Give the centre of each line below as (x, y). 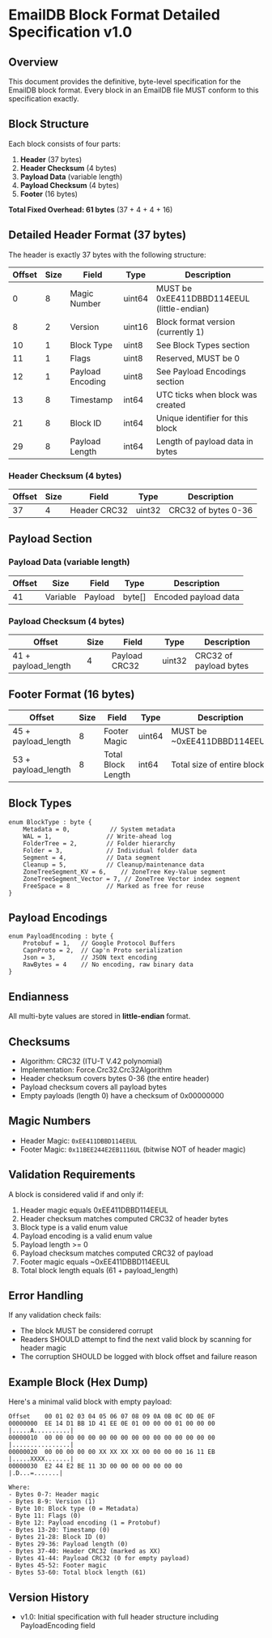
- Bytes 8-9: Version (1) (52, 1502)
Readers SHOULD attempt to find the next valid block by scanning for (136, 1340)
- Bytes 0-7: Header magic (54, 1495)
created (171, 404)
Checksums (39, 1042)
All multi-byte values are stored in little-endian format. (100, 1016)
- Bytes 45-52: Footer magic (57, 1566)
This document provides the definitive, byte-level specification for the (125, 81)
